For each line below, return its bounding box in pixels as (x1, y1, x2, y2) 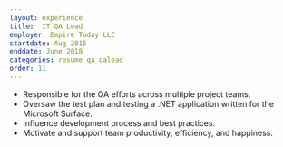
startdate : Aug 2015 (9, 38, 88, 48)
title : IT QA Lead (9, 22, 83, 31)
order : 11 (9, 64, 47, 73)
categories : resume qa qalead (9, 55, 124, 64)
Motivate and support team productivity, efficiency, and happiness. (22, 127, 274, 138)
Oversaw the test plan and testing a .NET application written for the (22, 98, 275, 109)
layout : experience (9, 13, 83, 23)
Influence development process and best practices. (22, 117, 216, 128)
